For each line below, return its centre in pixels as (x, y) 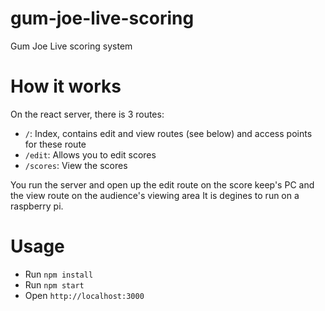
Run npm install (59, 274)
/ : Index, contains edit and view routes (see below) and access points (168, 133)
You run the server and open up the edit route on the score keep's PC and (162, 184)
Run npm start (54, 284)
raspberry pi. (37, 206)
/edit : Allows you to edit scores (90, 154)
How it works (66, 86)
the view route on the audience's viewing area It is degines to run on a (155, 195)
